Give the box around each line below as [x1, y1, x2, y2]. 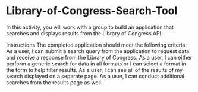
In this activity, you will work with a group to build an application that [6, 24, 174, 31]
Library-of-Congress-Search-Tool [6, 4, 178, 18]
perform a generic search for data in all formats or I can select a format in [6, 60, 186, 67]
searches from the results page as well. [6, 78, 103, 86]
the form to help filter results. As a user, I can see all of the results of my [6, 66, 183, 73]
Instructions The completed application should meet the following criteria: [6, 41, 187, 48]
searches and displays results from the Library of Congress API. [6, 29, 163, 37]
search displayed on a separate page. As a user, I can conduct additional [6, 73, 184, 80]
